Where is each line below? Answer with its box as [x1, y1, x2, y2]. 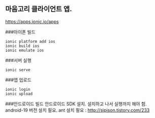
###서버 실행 [5, 57, 32, 63]
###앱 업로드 [5, 77, 32, 83]
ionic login [5, 87, 30, 92]
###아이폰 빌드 [5, 29, 35, 35]
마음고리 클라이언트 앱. [5, 5, 72, 14]
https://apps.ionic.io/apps [5, 18, 59, 24]
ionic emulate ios [5, 47, 44, 53]
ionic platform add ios [5, 39, 56, 44]
